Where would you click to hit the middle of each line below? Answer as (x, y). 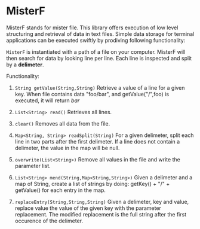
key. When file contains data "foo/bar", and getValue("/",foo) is (92, 94)
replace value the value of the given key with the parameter (88, 208)
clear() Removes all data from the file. (62, 123)
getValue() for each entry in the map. (60, 190)
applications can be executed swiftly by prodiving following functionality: (96, 40)
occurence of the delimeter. (49, 221)
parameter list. (33, 166)
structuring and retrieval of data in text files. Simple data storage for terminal (100, 33)
